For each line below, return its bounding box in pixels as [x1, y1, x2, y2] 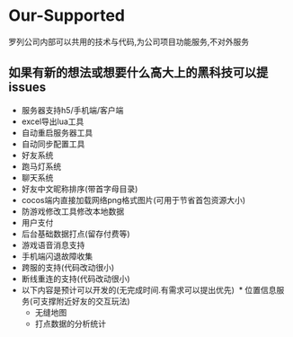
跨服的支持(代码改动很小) [21, 262, 115, 272]
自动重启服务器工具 [21, 127, 93, 137]
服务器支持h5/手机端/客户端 [21, 104, 124, 115]
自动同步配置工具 [21, 138, 85, 149]
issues [8, 80, 47, 95]
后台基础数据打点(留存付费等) [21, 228, 131, 239]
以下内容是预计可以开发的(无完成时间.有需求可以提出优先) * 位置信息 [21, 284, 277, 295]
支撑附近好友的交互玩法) [40, 296, 131, 306]
